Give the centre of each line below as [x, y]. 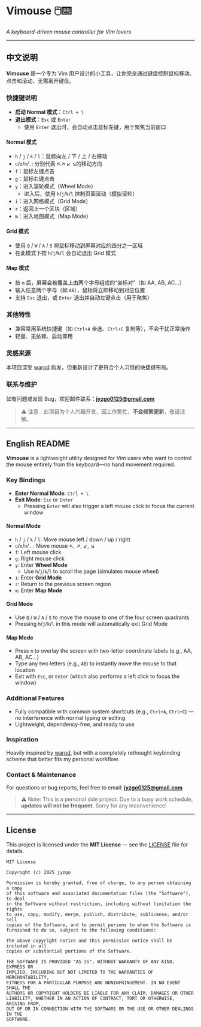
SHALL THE [19, 988]
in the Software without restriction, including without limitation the [99, 904]
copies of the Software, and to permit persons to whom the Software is [99, 925]
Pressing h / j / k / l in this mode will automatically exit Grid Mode [91, 624]
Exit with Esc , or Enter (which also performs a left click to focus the [97, 676]
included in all [26, 946]
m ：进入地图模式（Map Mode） [53, 217]
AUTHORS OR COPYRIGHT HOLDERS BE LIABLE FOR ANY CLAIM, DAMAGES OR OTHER [100, 993]
